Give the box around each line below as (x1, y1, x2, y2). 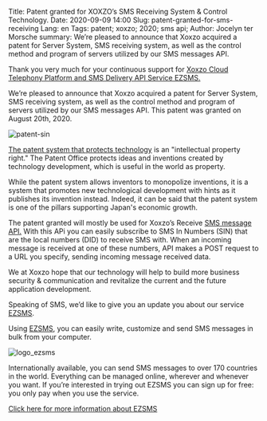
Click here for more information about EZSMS (8, 404, 158, 413)
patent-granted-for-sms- (151, 15, 234, 25)
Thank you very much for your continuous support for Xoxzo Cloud (8, 65, 229, 74)
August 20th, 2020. (8, 114, 73, 123)
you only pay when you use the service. (8, 388, 139, 398)
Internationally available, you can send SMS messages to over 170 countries (8, 363, 257, 372)
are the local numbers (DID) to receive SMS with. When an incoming (8, 235, 232, 244)
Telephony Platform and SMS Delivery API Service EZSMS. (8, 73, 201, 82)
